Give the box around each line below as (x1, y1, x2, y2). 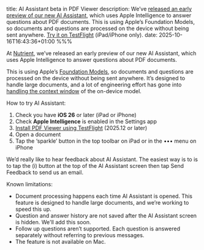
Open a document (15, 131, 61, 138)
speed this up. (15, 205, 52, 213)
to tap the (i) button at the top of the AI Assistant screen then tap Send (6, 162, 184, 169)
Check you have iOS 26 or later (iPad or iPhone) (15, 112, 137, 118)
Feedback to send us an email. (6, 169, 84, 176)
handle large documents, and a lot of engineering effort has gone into (6, 81, 182, 88)
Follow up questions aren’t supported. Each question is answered (15, 225, 181, 232)
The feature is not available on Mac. (15, 238, 106, 245)
